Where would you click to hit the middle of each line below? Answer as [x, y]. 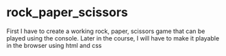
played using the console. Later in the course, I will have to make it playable [113, 38]
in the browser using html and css [54, 45]
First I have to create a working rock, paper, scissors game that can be [106, 31]
